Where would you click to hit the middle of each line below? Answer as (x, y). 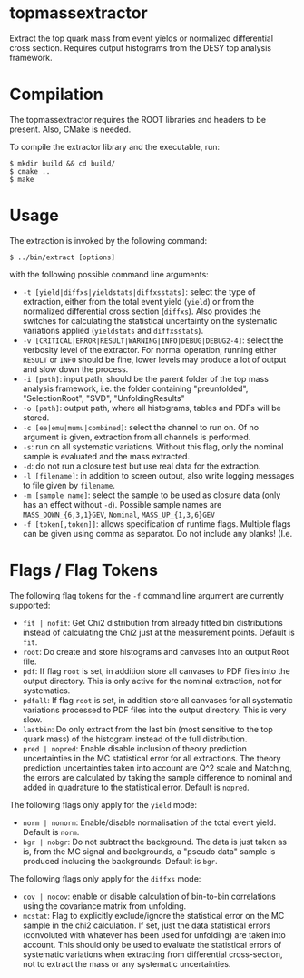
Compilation (56, 95)
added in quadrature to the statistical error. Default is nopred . (136, 787)
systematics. (46, 691)
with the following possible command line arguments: (109, 274)
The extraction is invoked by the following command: (108, 240)
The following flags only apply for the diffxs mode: (105, 878)
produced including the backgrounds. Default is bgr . (120, 861)
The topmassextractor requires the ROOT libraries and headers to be (137, 119)
